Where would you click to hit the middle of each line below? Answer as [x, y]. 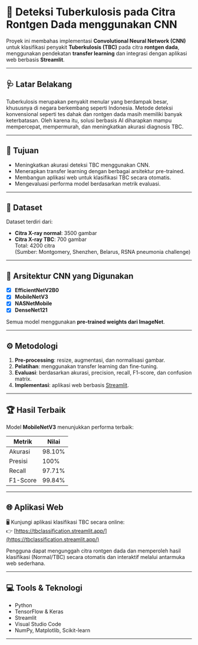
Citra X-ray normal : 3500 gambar [56, 233]
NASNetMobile [33, 303]
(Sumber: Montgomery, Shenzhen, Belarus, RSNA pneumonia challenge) [103, 252]
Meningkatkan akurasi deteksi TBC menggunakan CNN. [82, 165]
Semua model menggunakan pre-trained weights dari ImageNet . [85, 322]
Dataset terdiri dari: [29, 222]
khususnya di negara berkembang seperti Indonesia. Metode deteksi [90, 108]
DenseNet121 [31, 310]
